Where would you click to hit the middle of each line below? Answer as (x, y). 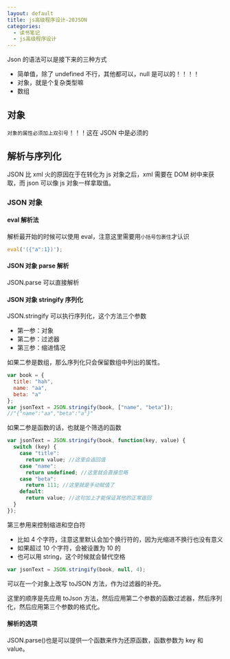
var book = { (26, 375)
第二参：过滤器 (38, 339)
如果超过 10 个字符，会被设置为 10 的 (69, 548)
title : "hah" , (33, 382)
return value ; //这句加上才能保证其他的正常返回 (88, 498)
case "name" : (38, 466)
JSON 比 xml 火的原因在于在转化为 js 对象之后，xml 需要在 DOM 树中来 (108, 174)
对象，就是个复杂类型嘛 (50, 82)
